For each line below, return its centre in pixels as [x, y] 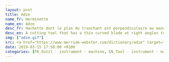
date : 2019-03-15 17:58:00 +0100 [40, 47]
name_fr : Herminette [27, 19]
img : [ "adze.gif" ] [24, 38]
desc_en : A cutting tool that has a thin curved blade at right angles [82, 33]
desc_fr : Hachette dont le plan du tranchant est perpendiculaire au [80, 28]
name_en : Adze [20, 24]
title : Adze [18, 14]
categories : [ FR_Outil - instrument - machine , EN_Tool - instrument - [82, 51]
